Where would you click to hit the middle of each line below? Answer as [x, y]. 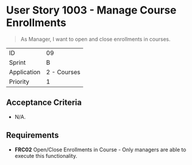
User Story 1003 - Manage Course [91, 10]
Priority [19, 81]
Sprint [17, 62]
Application [25, 72]
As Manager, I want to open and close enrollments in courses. [95, 39]
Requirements [32, 135]
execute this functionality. [46, 156]
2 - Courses [63, 72]
